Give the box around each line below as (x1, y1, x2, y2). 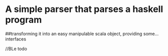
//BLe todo (5, 45, 28, 51)
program (5, 14, 42, 25)
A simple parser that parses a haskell (5, 3, 163, 15)
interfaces (5, 36, 27, 42)
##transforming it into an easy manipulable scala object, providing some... (5, 30, 159, 36)
